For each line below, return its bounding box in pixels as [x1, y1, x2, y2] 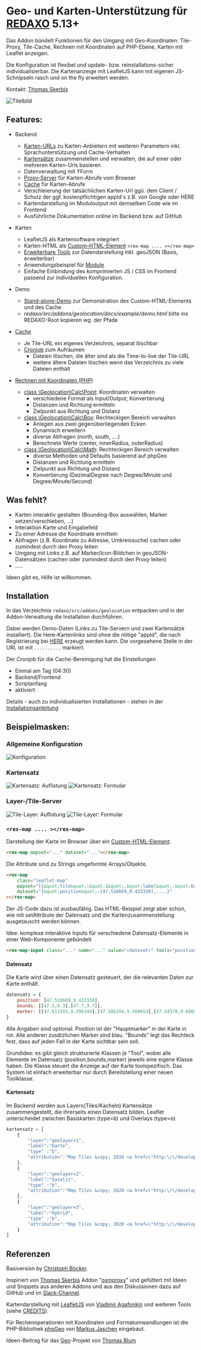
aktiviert [14, 686, 35, 694]
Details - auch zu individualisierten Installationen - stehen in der [6, 698, 163, 705]
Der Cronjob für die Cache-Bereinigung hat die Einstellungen [6, 655, 156, 663]
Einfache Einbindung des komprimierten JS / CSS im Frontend [23, 267, 177, 274]
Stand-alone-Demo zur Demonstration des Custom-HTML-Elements [23, 297, 192, 304]
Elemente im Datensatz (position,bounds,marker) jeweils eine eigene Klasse [6, 1055, 193, 1063]
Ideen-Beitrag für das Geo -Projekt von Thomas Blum [6, 1337, 136, 1344]
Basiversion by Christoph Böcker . [6, 1265, 89, 1272]
